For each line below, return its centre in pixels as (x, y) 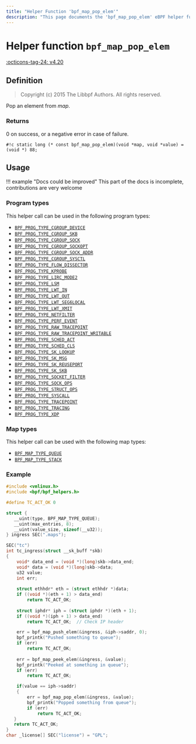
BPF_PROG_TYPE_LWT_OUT (42, 296)
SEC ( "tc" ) (18, 546)
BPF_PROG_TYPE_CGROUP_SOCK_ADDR (54, 252)
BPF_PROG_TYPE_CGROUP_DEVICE (50, 228)
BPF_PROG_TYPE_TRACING (42, 408)
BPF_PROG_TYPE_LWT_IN (41, 290)
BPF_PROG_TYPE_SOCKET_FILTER (50, 377)
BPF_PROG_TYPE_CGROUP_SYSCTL (50, 259)
